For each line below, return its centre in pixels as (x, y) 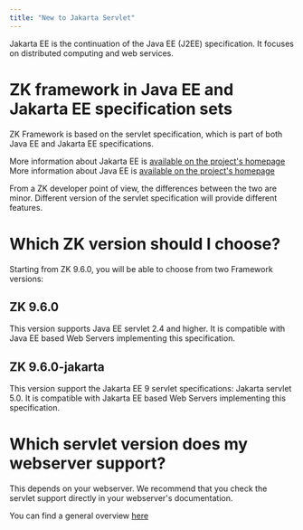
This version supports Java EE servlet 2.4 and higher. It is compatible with (147, 329)
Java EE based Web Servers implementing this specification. (122, 338)
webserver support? (88, 464)
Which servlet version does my (129, 445)
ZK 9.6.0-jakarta (57, 367)
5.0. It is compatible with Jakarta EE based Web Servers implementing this (148, 398)
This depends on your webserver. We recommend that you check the (138, 488)
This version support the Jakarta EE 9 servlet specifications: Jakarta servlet (151, 389)
